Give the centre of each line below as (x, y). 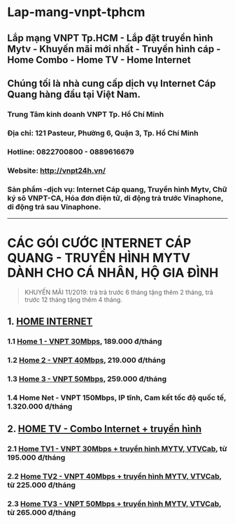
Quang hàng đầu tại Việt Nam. (74, 94)
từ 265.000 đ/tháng (42, 513)
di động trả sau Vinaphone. (54, 207)
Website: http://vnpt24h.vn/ (57, 170)
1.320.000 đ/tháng (40, 406)
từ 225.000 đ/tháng (41, 485)
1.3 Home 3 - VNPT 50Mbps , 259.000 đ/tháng (87, 379)
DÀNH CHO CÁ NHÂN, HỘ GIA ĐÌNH (113, 273)
